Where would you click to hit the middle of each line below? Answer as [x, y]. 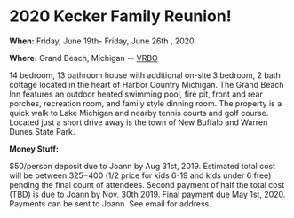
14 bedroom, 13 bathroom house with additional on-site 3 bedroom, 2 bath [145, 75]
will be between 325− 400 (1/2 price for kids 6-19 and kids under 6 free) [140, 175]
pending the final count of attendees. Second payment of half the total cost [147, 184]
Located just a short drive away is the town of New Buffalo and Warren [139, 122]
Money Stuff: [34, 149]
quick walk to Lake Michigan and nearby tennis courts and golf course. [139, 113]
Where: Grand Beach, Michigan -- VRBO [83, 58]
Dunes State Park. [42, 131]
